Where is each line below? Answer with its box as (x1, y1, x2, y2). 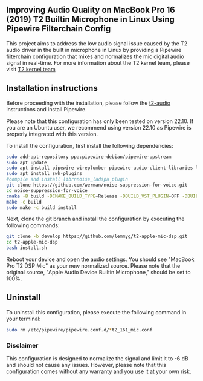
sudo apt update (6, 159, 47, 165)
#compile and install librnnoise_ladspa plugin (6, 176, 129, 182)
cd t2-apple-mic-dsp (6, 239, 59, 245)
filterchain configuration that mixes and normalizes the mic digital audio (6, 53, 184, 60)
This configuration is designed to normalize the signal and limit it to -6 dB (6, 354, 188, 362)
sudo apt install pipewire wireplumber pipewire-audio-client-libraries (6, 165, 193, 171)
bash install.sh (6, 245, 47, 251)
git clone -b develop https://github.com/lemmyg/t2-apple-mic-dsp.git (6, 233, 188, 240)
